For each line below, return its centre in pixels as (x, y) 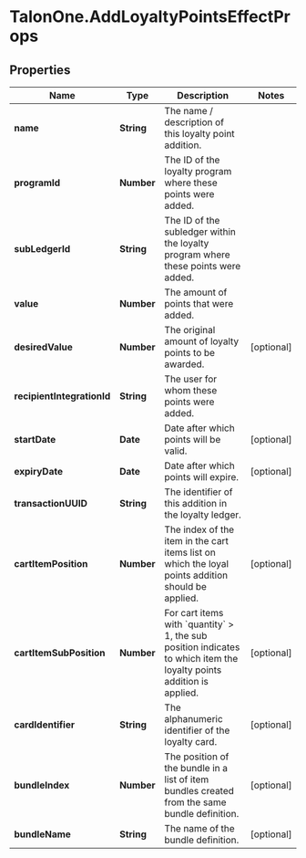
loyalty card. (191, 742)
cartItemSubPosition (60, 653)
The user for (191, 379)
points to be (190, 353)
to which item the (201, 659)
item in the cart (197, 541)
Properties (40, 70)
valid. (176, 451)
